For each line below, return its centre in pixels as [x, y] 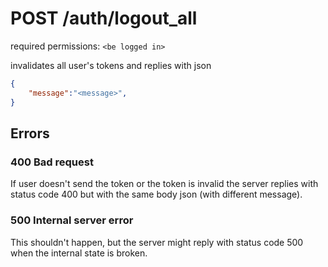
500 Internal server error [72, 220]
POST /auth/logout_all [104, 18]
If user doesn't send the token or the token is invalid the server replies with [164, 184]
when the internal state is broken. [79, 253]
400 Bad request [52, 162]
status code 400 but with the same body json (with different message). [156, 194]
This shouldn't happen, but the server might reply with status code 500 [157, 242]
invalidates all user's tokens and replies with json [111, 65]
